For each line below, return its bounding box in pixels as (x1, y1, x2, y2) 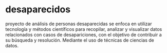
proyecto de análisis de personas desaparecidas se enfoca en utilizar (5, 21, 152, 27)
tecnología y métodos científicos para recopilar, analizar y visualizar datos (5, 26, 162, 32)
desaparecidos (5, 4, 71, 15)
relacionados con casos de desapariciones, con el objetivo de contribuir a (5, 31, 162, 38)
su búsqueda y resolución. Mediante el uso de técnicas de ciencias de (5, 37, 154, 43)
